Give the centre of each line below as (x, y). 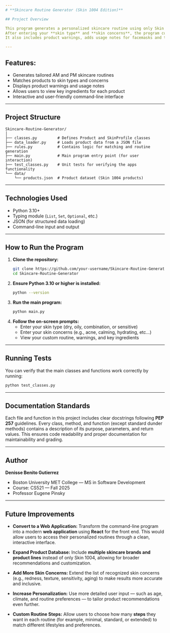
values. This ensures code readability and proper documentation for (76, 434)
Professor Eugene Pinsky (39, 493)
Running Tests (28, 358)
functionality (20, 169)
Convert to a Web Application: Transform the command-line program (85, 526)
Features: (21, 63)
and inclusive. (27, 584)
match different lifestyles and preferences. (57, 625)
